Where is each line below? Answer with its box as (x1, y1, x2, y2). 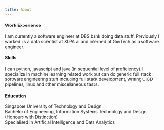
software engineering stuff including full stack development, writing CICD (5, 77, 153, 82)
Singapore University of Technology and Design (5, 104, 102, 109)
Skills (5, 55, 17, 61)
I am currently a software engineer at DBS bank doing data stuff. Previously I (5, 33, 160, 39)
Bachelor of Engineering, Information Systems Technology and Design (5, 109, 147, 115)
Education (5, 93, 26, 99)
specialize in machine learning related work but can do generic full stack (5, 71, 152, 77)
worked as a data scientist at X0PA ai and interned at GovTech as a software (5, 38, 159, 44)
